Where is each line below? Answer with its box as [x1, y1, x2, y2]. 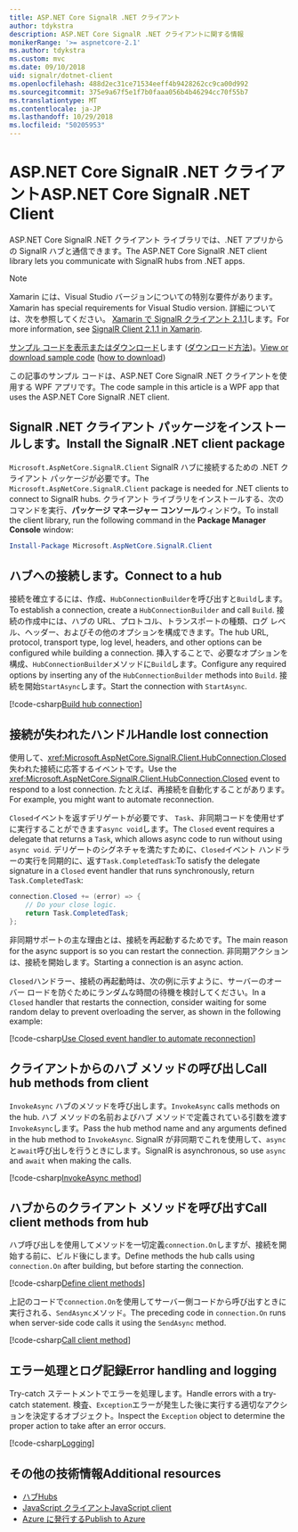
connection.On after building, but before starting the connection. [9, 1261, 245, 1272]
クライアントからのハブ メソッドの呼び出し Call [9, 1061, 268, 1076]
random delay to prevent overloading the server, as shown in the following [9, 1006, 282, 1017]
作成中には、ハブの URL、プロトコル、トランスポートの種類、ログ [24, 616, 269, 627]
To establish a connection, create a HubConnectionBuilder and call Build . [9, 605, 275, 615]
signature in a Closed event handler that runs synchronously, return [9, 866, 255, 877]
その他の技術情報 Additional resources [9, 1466, 221, 1481]
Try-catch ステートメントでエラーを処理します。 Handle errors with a [9, 1388, 262, 1399]
